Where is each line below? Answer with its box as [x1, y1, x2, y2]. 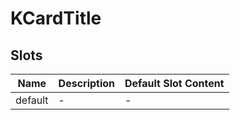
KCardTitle [10, 7, 102, 30]
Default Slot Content [124, 77, 225, 90]
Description [58, 77, 116, 90]
